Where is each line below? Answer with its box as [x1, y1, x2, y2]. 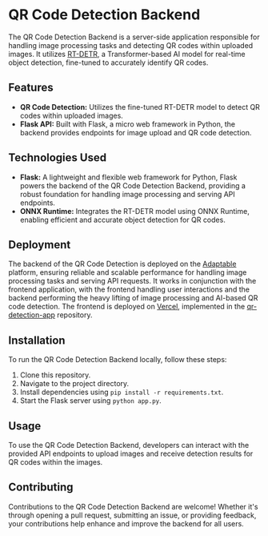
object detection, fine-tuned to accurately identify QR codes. [8, 58, 209, 67]
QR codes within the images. [8, 457, 103, 466]
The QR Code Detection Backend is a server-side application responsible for [8, 32, 260, 42]
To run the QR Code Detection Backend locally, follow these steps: [8, 355, 227, 365]
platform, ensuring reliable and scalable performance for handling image [8, 268, 247, 277]
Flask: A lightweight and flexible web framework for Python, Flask [19, 172, 238, 182]
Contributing [8, 481, 74, 494]
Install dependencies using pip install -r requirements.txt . [19, 387, 224, 397]
